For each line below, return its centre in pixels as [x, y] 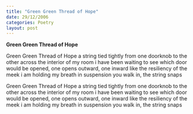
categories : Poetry [30, 22]
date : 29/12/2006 [27, 17]
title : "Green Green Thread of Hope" [52, 11]
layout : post [22, 28]
